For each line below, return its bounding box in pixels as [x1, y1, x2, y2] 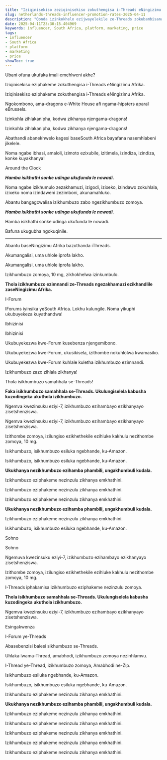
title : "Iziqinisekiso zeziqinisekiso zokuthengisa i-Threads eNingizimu [5, 7, 162, 12]
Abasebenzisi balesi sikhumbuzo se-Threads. [5, 643, 98, 649]
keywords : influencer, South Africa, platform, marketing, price [5, 26, 143, 31]
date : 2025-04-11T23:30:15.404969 [5, 21, 77, 26]
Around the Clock [5, 165, 41, 171]
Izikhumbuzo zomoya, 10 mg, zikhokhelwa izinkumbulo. [5, 272, 119, 278]
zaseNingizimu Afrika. [5, 287, 53, 293]
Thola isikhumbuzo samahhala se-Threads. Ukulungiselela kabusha [5, 594, 148, 600]
